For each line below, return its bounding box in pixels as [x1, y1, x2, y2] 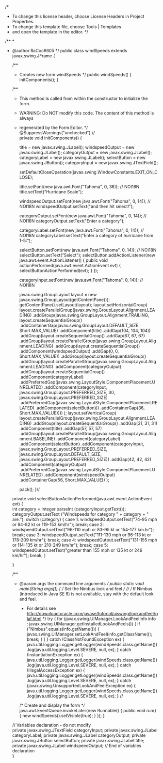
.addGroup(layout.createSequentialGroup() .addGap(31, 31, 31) [33, 420, 158, 426]
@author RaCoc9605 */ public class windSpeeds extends [12, 48, 127, 53]
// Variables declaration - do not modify [12, 722, 91, 728]
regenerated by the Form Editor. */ [19, 125, 88, 130]
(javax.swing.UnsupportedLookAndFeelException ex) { [26, 683, 136, 688]
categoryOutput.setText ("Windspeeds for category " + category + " [12, 511, 149, 517]
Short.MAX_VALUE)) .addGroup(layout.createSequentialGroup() [19, 353, 147, 359]
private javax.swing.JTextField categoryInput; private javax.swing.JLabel [12, 727, 158, 733]
